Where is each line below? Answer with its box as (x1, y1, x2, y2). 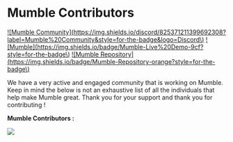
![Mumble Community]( (7, 28, 74, 36)
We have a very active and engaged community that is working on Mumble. (7, 78, 224, 86)
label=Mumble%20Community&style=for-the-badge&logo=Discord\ (7, 35, 202, 43)
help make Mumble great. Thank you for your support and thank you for (7, 93, 213, 102)
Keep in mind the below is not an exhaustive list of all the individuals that (7, 86, 215, 94)
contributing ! (7, 100, 46, 109)
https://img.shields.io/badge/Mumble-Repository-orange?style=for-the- (9, 57, 216, 65)
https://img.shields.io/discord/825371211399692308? (73, 28, 226, 36)
